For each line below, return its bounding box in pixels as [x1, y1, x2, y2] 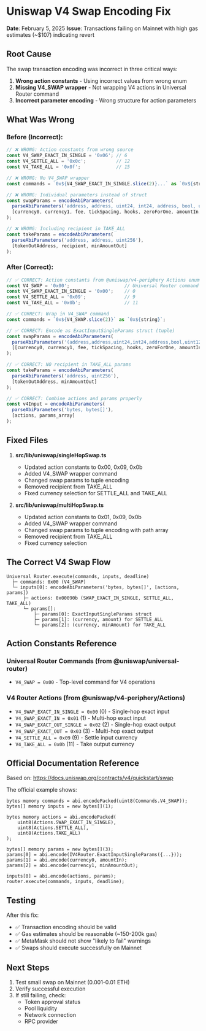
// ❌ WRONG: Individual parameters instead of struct [6, 191, 147, 198]
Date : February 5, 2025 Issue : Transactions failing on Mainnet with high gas [6, 25, 198, 32]
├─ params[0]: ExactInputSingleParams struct [33, 611, 152, 617]
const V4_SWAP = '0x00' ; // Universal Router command [6, 282, 199, 289]
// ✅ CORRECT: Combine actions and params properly [6, 395, 142, 401]
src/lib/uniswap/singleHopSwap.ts [15, 451, 107, 458]
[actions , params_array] [12, 412, 75, 419]
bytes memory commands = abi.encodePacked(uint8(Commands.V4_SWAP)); [6, 798, 188, 805]
